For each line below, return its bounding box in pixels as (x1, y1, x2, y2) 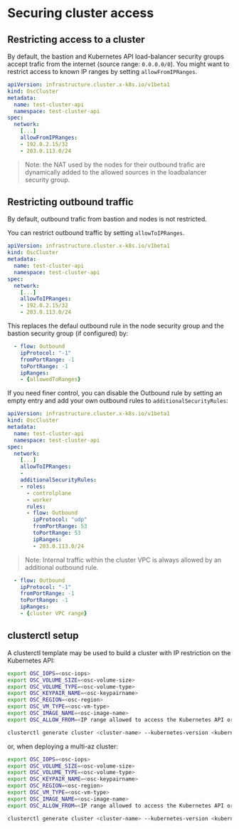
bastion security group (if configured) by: (7, 329, 129, 338)
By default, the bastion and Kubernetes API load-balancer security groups (7, 52, 224, 61)
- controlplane (26, 489, 72, 496)
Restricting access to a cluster (7, 33, 145, 46)
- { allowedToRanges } (20, 376, 81, 383)
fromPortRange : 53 (33, 523, 87, 530)
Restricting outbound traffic (7, 196, 134, 208)
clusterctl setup (7, 630, 79, 642)
